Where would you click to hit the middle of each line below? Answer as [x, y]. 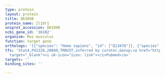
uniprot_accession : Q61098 [33, 28]
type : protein [20, 10]
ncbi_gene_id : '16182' [28, 32]
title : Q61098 [20, 19]
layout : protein [22, 14]
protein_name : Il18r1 [27, 23]
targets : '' [17, 59]
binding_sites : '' [24, 64]
